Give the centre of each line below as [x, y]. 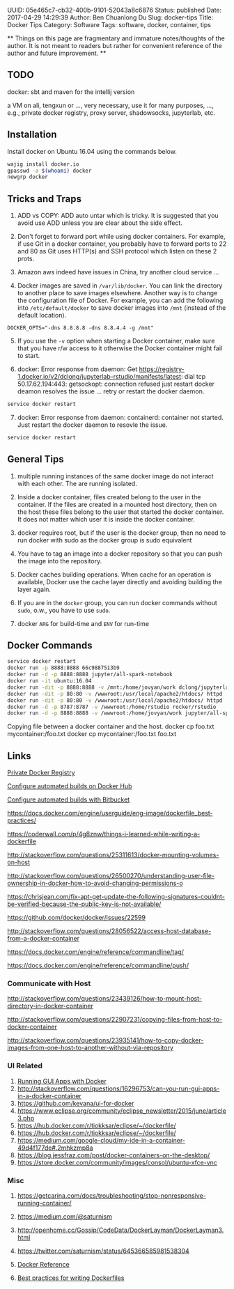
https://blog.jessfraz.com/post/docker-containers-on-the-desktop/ [114, 1155]
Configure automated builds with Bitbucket [69, 799]
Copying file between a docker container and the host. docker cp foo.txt [111, 726]
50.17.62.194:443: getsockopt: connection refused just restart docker [116, 384]
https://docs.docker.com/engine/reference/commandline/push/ [98, 966]
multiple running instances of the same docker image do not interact [115, 476]
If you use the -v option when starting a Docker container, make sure [116, 341]
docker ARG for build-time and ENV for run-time [83, 623]
